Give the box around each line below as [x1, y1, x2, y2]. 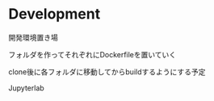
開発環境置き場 [8, 32, 58, 42]
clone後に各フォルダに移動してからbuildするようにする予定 [8, 66, 206, 77]
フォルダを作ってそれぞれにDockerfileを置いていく [8, 49, 177, 59]
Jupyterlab [8, 82, 44, 93]
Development [8, 5, 101, 23]
